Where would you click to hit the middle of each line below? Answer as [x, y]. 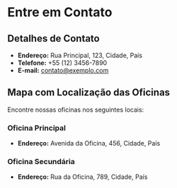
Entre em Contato [60, 12]
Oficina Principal [36, 128]
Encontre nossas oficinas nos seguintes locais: [76, 110]
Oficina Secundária [41, 162]
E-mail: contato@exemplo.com [63, 70]
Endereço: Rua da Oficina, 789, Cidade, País [82, 177]
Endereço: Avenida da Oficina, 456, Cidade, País [89, 143]
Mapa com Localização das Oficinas [89, 93]
